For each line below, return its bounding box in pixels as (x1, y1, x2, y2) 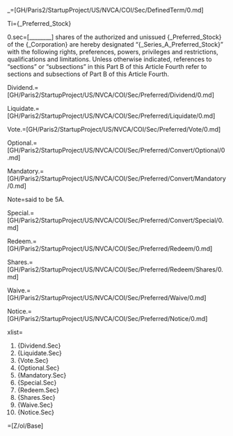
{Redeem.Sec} (17, 386, 59, 394)
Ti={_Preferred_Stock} (7, 20, 72, 27)
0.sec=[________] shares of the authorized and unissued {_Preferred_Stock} (7, 33, 222, 41)
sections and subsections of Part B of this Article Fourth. (7, 70, 169, 78)
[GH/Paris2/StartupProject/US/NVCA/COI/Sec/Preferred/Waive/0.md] (7, 294, 207, 302)
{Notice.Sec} (17, 408, 54, 416)
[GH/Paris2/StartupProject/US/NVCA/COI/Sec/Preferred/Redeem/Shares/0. (7, 265, 224, 274)
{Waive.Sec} (17, 400, 54, 409)
